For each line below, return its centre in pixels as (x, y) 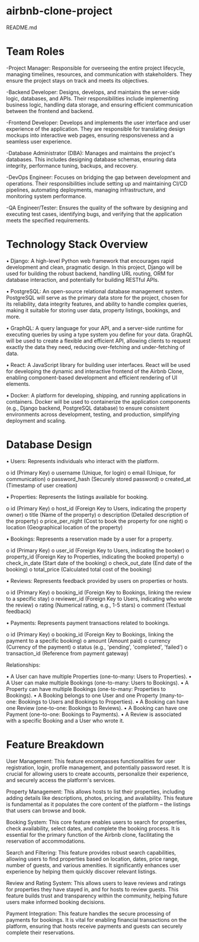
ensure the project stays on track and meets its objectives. (78, 80)
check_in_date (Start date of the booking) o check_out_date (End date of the (99, 563)
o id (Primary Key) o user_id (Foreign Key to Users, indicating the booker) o (98, 550)
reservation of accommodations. (46, 841)
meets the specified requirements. (48, 220)
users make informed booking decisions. (56, 902)
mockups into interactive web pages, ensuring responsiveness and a (90, 135)
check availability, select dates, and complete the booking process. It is (93, 828)
